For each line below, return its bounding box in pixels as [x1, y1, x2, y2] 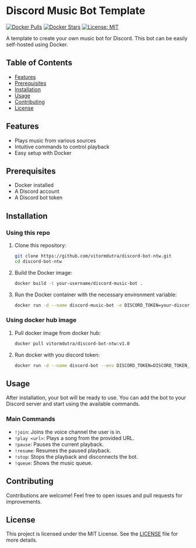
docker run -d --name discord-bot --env [14, 362, 114, 369]
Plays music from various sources [14, 137, 96, 144]
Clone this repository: [14, 242, 66, 249]
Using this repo [6, 228, 51, 237]
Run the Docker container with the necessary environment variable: [14, 291, 177, 298]
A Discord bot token [14, 194, 63, 201]
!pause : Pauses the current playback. [14, 441, 104, 448]
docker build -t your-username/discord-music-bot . [14, 280, 143, 286]
